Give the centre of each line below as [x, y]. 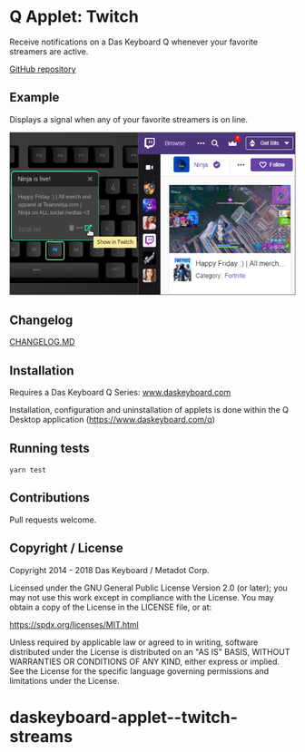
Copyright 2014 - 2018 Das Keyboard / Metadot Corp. [110, 570]
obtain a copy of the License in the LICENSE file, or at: [111, 607]
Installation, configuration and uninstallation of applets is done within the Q [149, 410]
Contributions [49, 498]
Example [34, 98]
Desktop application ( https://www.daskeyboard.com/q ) [113, 420]
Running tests [50, 448]
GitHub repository [43, 69]
